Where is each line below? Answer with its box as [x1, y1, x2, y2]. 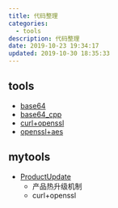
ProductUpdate [19, 172, 71, 181]
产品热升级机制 [32, 181, 82, 191]
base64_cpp [19, 109, 62, 119]
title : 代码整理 [8, 11, 58, 20]
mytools [8, 151, 51, 164]
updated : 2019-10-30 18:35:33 [8, 49, 111, 57]
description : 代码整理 [8, 34, 80, 43]
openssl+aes [19, 126, 64, 136]
